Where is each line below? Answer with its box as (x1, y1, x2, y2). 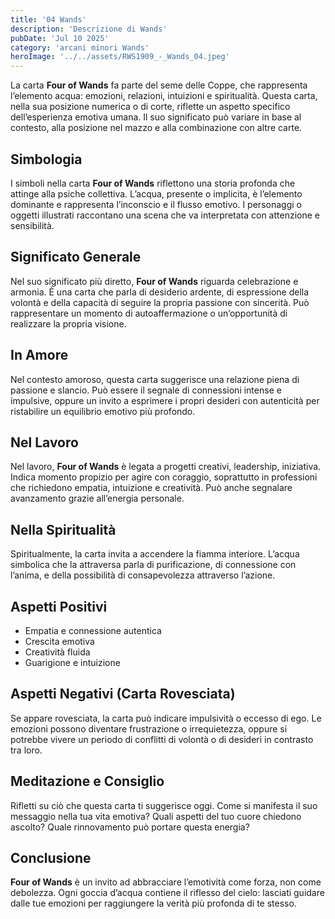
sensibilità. (10, 219, 55, 231)
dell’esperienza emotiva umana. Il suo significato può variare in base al (10, 111, 302, 123)
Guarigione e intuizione (24, 657, 121, 668)
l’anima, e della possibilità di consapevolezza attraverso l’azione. (10, 569, 276, 581)
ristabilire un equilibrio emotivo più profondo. (10, 405, 196, 417)
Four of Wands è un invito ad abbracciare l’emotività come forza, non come (10, 876, 322, 888)
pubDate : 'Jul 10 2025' (10, 33, 110, 43)
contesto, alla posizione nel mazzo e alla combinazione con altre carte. (10, 122, 303, 134)
